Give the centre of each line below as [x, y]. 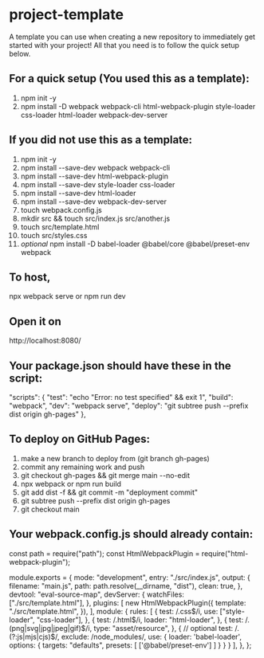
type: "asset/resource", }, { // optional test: [164, 628]
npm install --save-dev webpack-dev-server [93, 202]
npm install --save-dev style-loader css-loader [98, 184]
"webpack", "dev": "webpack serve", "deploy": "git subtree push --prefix [129, 405]
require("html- [225, 553]
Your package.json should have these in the [120, 365]
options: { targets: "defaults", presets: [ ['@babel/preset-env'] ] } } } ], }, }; [130, 645]
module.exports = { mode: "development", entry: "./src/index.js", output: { [130, 577]
